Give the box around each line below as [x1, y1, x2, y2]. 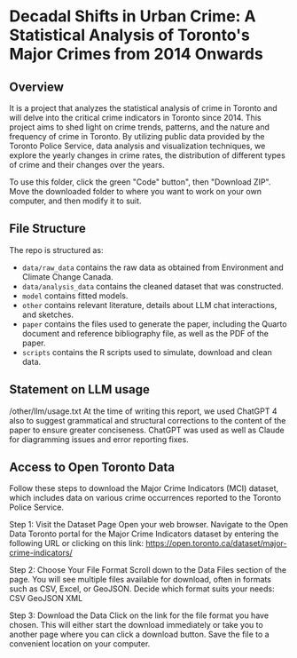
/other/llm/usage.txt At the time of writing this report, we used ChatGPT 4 [9, 406, 277, 416]
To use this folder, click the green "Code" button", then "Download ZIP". [9, 177, 271, 187]
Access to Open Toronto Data [9, 460, 176, 475]
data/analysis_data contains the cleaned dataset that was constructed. [21, 281, 284, 291]
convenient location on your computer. [9, 638, 151, 649]
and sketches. [21, 309, 74, 320]
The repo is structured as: [9, 244, 104, 255]
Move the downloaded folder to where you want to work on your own [9, 186, 262, 196]
